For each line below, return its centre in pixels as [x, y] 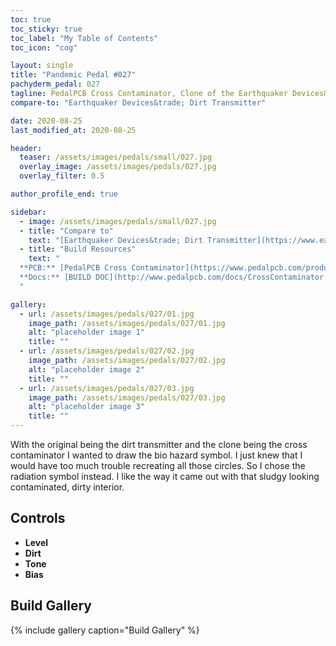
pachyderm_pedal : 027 [55, 84]
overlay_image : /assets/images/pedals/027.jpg [118, 167]
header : [26, 148]
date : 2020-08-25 [46, 121]
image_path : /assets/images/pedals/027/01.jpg [127, 323]
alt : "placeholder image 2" [86, 369]
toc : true [31, 19]
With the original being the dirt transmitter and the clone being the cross [159, 444]
